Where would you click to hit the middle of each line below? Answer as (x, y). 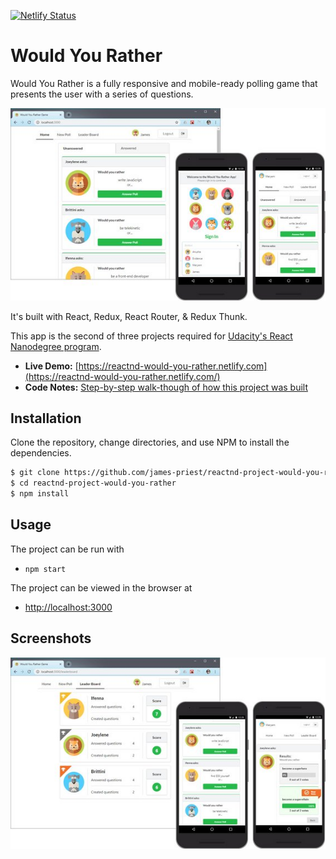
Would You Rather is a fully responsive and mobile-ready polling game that (164, 83)
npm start (45, 569)
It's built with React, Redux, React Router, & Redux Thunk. (129, 316)
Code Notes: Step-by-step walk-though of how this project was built (166, 387)
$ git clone (35, 473)
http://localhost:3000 (68, 607)
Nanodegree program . (56, 346)
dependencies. (41, 453)
